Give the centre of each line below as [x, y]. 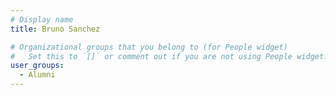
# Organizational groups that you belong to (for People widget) [149, 47]
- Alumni [37, 75]
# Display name [42, 19]
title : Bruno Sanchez [55, 29]
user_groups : [37, 66]
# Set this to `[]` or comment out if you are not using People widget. [169, 56]
